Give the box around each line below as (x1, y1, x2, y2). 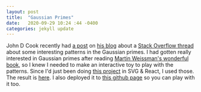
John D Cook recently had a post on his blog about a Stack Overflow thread (6, 42, 194, 49)
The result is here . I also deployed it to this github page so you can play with (6, 74, 195, 81)
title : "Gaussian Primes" (6, 14, 74, 20)
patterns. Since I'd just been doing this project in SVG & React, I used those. (6, 67, 194, 75)
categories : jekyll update (6, 25, 74, 32)
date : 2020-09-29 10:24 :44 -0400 (6, 20, 98, 26)
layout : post (6, 8, 39, 15)
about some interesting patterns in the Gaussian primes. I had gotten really (6, 49, 191, 56)
